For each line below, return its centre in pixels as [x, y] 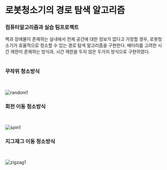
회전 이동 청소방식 [26, 106]
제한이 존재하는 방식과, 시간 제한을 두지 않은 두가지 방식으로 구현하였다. [80, 52]
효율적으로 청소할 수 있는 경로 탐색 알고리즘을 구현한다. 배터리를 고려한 [88, 45]
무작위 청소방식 [23, 71]
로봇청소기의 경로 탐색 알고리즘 [65, 10]
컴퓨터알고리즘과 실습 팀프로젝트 [42, 27]
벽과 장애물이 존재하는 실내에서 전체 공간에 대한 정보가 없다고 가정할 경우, [77, 39]
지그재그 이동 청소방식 [30, 141]
